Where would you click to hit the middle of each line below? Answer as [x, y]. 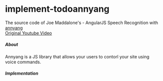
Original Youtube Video [29, 33]
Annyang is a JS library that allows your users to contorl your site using [77, 56]
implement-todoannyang [57, 9]
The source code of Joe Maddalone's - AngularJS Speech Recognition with [82, 23]
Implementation [22, 73]
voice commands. [23, 62]
